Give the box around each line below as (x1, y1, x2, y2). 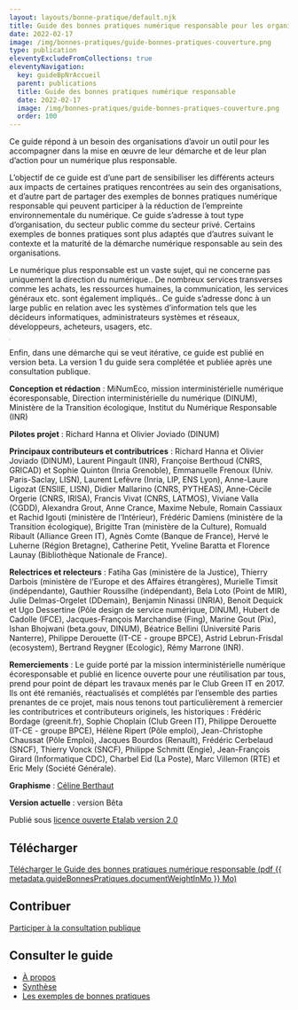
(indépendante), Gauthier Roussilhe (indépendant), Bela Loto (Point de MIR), (9, 586, 287, 597)
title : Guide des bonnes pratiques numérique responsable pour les (9, 21, 264, 30)
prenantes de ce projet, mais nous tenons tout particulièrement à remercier (9, 697, 284, 708)
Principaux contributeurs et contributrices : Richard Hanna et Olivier (9, 446, 264, 457)
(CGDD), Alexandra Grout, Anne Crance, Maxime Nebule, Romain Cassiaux (9, 503, 283, 513)
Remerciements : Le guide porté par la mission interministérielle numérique (9, 660, 286, 670)
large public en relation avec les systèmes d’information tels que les (9, 302, 257, 313)
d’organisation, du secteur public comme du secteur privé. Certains (9, 219, 255, 231)
